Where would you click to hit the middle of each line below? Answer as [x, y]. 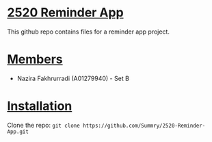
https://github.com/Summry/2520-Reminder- [144, 126]
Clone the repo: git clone [43, 125]
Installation [40, 106]
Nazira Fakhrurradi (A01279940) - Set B [73, 78]
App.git [18, 132]
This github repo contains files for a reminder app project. [88, 32]
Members [35, 59]
